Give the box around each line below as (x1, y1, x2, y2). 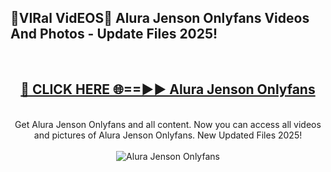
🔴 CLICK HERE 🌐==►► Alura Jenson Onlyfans (20, 81, 316, 98)
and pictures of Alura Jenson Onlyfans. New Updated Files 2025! (33, 129, 303, 141)
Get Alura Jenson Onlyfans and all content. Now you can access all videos (14, 118, 322, 130)
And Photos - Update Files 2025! (10, 26, 218, 43)
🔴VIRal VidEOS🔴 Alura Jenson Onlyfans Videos (10, 10, 310, 27)
